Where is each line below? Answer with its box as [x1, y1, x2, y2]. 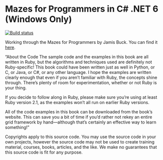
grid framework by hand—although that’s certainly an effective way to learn [5, 119, 157, 125]
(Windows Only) [5, 14, 72, 25]
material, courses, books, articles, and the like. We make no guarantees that [5, 144, 157, 150]
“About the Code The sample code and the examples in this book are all [5, 53, 149, 59]
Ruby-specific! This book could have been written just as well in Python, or [5, 64, 155, 70]
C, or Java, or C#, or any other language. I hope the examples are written [5, 69, 152, 75]
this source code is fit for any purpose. [5, 149, 83, 155]
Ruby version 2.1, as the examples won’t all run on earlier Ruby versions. [5, 99, 150, 105]
